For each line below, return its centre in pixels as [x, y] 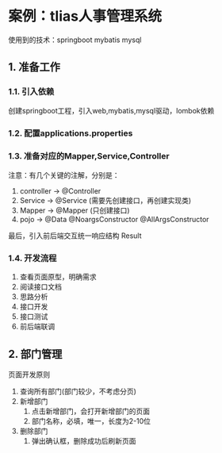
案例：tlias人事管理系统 [85, 16]
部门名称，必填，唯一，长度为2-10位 [91, 420]
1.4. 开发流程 [33, 258]
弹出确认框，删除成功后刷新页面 [84, 440]
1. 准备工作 [34, 67]
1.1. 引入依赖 [31, 92]
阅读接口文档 [40, 287]
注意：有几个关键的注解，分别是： [64, 175]
